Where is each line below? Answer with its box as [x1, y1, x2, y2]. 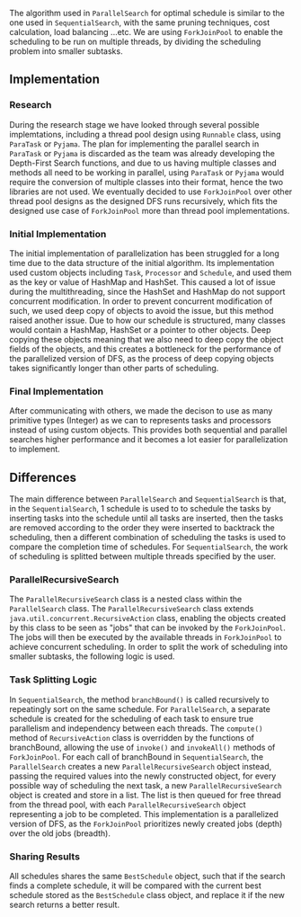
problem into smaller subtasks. [9, 46, 123, 57]
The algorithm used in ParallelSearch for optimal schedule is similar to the [9, 8, 285, 18]
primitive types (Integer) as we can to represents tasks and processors [9, 415, 271, 426]
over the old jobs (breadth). [9, 827, 111, 839]
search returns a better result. [9, 899, 120, 910]
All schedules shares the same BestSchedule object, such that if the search [9, 870, 286, 881]
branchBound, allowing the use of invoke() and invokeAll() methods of [9, 742, 276, 752]
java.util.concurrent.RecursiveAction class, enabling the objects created [9, 613, 286, 624]
